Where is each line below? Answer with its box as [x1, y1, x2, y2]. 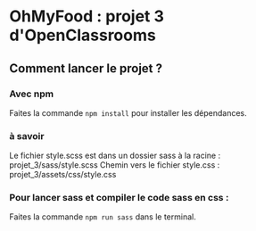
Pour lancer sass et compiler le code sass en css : [9, 192, 229, 204]
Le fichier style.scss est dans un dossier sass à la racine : [9, 150, 221, 161]
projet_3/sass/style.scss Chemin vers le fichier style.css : [9, 160, 220, 170]
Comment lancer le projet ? [9, 61, 163, 76]
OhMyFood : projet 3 [9, 6, 165, 27]
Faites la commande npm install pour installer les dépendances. [9, 107, 247, 118]
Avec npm [9, 87, 54, 100]
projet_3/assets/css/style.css [9, 169, 117, 180]
